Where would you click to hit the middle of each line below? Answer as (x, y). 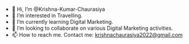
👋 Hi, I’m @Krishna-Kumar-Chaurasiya (58, 9)
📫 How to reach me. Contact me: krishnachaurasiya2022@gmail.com (97, 35)
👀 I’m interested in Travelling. (47, 15)
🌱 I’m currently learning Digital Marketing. (63, 22)
